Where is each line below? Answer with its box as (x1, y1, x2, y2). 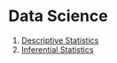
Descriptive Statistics (20, 35, 99, 45)
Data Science (8, 6, 108, 26)
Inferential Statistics (20, 44, 94, 54)
